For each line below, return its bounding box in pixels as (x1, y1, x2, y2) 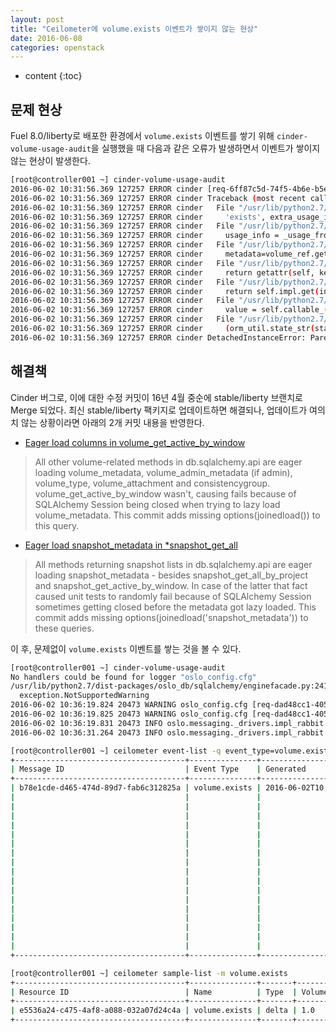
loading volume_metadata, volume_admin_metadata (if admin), (34, 466, 293, 478)
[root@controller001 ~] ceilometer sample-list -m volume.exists (10, 968, 288, 978)
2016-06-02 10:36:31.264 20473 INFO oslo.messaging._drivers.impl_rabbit (10, 727, 325, 738)
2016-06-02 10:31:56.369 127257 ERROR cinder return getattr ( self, (10, 267, 315, 278)
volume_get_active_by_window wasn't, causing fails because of (34, 487, 297, 500)
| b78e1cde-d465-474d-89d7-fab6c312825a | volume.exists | (10, 783, 262, 793)
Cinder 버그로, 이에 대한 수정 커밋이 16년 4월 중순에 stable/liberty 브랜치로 (10, 391, 303, 403)
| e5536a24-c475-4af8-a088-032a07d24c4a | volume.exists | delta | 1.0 (10, 1006, 315, 1016)
